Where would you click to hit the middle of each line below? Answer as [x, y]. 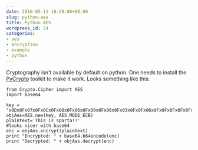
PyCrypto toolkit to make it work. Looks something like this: [78, 79]
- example [18, 50]
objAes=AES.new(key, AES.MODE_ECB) [50, 115]
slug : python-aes [27, 17]
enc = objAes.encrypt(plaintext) [47, 131]
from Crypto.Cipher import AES [44, 89]
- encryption [22, 45]
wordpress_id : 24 [27, 28]
